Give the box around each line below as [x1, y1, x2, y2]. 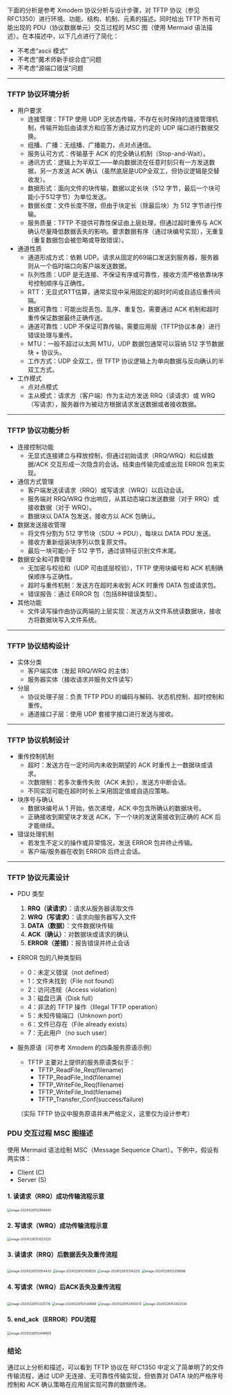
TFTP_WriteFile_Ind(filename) [37, 1088, 122, 1096]
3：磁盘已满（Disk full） [27, 994, 97, 1002]
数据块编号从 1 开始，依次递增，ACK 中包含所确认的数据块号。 [27, 804, 205, 812]
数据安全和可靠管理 [17, 555, 72, 563]
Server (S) [17, 1175, 47, 1183]
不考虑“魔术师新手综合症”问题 [17, 55, 102, 64]
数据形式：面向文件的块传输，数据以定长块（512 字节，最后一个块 [27, 184, 215, 192]
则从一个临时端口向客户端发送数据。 [27, 262, 131, 270]
